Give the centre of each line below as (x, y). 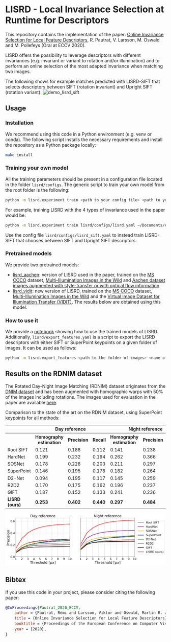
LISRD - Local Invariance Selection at (85, 9)
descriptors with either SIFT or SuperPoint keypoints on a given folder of (81, 342)
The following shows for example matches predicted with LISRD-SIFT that (83, 81)
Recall (99, 440)
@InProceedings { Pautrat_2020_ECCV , (43, 607)
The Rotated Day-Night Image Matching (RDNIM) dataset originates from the (85, 386)
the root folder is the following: (37, 190)
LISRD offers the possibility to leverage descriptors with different (73, 55)
